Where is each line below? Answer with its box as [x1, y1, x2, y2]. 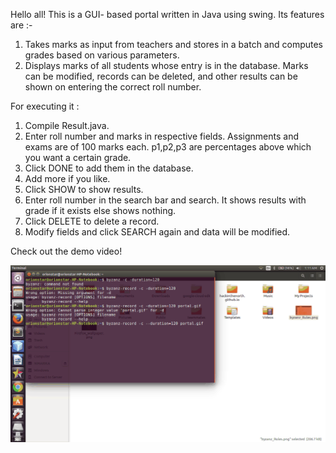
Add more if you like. [24, 173, 111, 184]
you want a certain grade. [24, 152, 132, 163]
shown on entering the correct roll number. [24, 81, 202, 93]
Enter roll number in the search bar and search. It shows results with [24, 194, 307, 206]
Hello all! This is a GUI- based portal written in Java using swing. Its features [10, 9, 325, 20]
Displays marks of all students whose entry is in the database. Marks [24, 60, 309, 71]
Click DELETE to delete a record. [24, 215, 160, 227]
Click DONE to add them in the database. [24, 162, 194, 174]
